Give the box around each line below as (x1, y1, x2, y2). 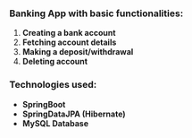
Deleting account (21, 56, 88, 67)
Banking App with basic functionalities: (9, 7, 184, 20)
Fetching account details (21, 37, 117, 47)
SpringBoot (21, 99, 66, 109)
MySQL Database (21, 117, 89, 128)
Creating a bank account (21, 28, 116, 39)
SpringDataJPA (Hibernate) (21, 108, 127, 119)
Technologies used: (9, 79, 97, 91)
